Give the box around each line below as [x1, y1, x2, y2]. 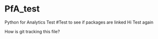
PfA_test [4, 3, 40, 14]
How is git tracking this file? [4, 28, 60, 34]
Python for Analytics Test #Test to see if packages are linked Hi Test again [4, 19, 154, 25]
